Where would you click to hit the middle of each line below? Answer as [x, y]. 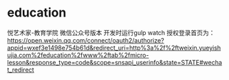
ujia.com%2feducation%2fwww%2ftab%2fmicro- [78, 55]
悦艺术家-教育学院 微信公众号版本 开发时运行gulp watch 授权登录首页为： [111, 32]
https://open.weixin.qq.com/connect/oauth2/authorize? [86, 40]
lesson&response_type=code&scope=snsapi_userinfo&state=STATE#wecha [115, 62]
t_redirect [21, 70]
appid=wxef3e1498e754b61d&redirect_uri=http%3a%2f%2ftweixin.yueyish [114, 48]
